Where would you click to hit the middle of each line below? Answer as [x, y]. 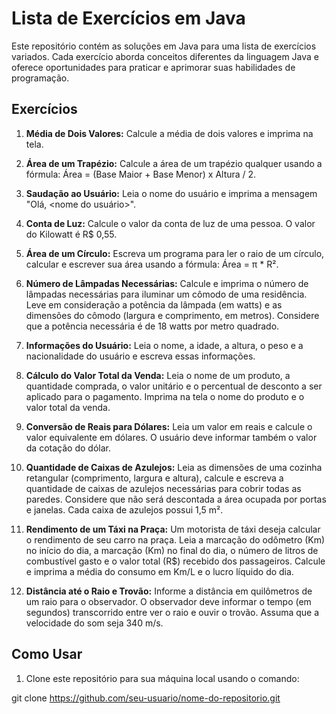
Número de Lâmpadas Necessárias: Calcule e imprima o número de [167, 283]
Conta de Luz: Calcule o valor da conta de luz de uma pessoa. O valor [170, 223]
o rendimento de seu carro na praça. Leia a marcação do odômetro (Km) [175, 539]
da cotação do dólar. [68, 448]
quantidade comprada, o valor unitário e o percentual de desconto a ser [174, 386]
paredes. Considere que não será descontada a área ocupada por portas [176, 499]
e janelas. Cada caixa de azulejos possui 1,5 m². [124, 509]
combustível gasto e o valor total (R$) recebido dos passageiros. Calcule [175, 561]
